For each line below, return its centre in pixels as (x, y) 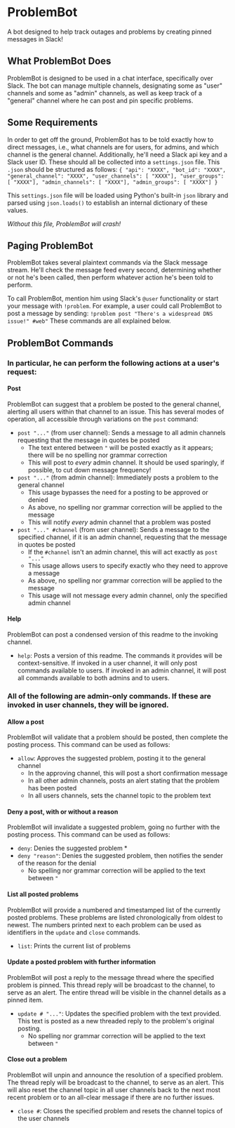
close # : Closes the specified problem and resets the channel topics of (120, 1111)
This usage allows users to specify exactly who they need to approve (128, 565)
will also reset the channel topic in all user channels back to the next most (114, 1090)
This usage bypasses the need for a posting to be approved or (118, 492)
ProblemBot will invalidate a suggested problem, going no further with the (114, 827)
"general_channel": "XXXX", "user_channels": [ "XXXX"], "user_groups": (116, 176)
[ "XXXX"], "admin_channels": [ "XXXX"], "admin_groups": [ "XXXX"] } (113, 182)
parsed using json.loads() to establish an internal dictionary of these (108, 203)
